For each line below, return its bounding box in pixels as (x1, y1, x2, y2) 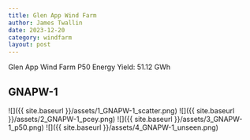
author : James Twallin (8, 19, 83, 27)
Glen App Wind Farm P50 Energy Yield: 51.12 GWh (8, 62, 171, 72)
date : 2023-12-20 (8, 26, 65, 34)
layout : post (8, 41, 51, 49)
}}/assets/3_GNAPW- (174, 114, 243, 123)
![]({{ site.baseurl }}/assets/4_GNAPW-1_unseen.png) (46, 123, 219, 132)
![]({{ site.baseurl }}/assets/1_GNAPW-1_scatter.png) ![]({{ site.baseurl (8, 105, 235, 115)
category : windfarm (8, 33, 73, 42)
